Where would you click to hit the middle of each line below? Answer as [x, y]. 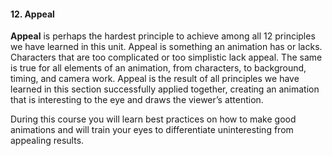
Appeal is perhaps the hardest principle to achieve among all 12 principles [163, 36]
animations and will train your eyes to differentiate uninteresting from [152, 130]
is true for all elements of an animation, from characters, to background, [158, 68]
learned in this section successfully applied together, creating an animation [165, 89]
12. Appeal [32, 14]
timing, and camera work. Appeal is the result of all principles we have [155, 79]
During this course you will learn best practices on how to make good [153, 119]
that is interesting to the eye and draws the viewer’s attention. [137, 100]
